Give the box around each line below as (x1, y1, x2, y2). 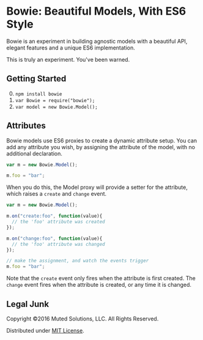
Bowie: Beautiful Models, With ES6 (6, 4, 186, 18)
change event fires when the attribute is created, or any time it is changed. (6, 281, 191, 289)
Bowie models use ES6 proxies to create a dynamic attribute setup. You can (6, 136, 197, 144)
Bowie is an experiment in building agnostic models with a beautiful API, (6, 37, 188, 45)
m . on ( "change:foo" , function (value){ (6, 235, 103, 242)
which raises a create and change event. (6, 190, 107, 198)
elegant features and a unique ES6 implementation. (6, 44, 136, 51)
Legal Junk (6, 298, 50, 309)
